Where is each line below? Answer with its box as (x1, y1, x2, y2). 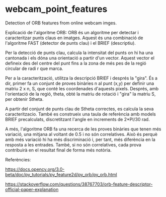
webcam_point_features (5, 3, 108, 15)
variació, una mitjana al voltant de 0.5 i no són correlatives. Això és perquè (5, 131, 158, 137)
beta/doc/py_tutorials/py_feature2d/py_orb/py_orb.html (5, 171, 117, 177)
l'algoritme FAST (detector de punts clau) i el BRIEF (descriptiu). (5, 40, 136, 46)
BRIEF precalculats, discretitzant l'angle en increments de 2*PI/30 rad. (5, 116, 150, 122)
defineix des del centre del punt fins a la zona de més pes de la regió (5, 60, 147, 66)
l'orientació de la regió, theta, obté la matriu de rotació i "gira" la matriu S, (5, 91, 156, 97)
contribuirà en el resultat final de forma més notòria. (5, 147, 112, 153)
